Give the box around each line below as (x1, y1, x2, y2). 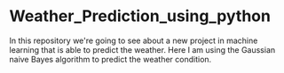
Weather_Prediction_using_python (9, 6, 271, 26)
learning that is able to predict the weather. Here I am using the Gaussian (9, 44, 276, 55)
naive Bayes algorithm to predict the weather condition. (9, 54, 212, 64)
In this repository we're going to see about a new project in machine (9, 35, 258, 46)
